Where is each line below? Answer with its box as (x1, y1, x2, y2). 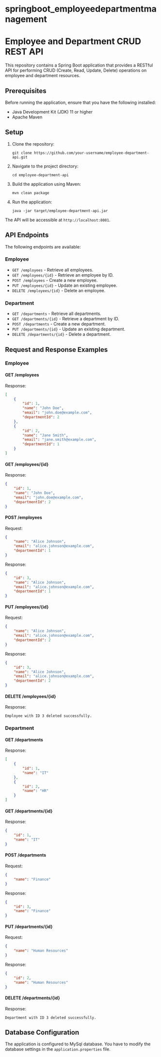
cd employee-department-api (12, 172, 69, 178)
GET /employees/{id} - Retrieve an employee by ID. (12, 272, 114, 278)
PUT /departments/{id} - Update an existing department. (12, 326, 126, 332)
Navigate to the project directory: (12, 163, 79, 169)
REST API (5, 46, 44, 57)
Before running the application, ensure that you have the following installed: (5, 99, 156, 105)
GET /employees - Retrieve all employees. (12, 267, 94, 273)
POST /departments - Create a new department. (12, 321, 106, 327)
